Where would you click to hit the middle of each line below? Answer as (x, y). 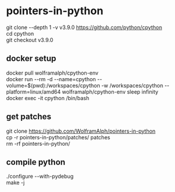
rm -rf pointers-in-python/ (38, 143)
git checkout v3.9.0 (30, 40)
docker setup (31, 58)
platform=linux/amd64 (34, 92)
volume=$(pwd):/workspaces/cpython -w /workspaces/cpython (85, 85)
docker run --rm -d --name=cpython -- (54, 79)
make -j (15, 183)
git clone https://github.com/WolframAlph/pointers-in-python (81, 131)
